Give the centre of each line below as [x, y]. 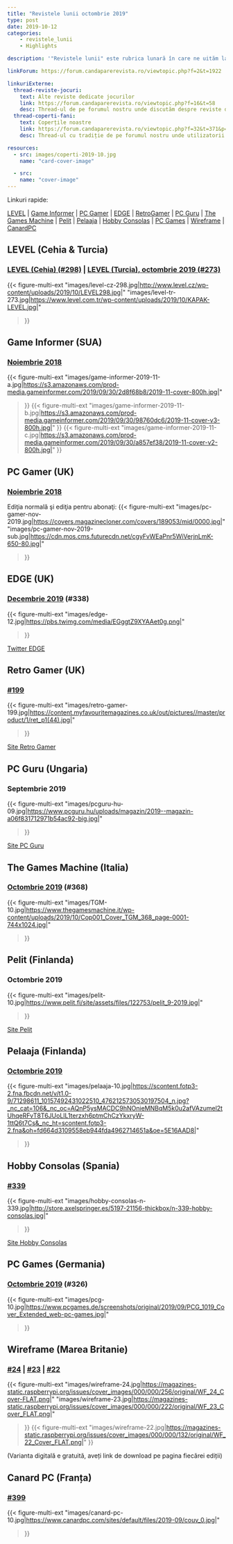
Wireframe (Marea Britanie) [68, 1350]
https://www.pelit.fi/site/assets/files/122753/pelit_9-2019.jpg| [113, 1002]
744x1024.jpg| [28, 924]
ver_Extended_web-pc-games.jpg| [57, 1314]
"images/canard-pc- [94, 1512]
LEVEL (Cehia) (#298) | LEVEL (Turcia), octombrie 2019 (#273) [114, 270]
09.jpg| [17, 811]
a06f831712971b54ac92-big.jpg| [53, 819]
